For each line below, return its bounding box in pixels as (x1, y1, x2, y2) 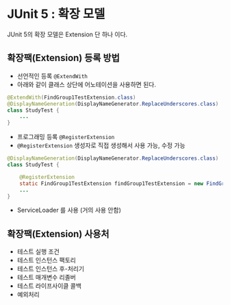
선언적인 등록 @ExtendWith (16, 71, 88, 80)
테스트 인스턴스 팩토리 (16, 256, 77, 265)
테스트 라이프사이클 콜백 (16, 282, 82, 290)
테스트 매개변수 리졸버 (16, 273, 77, 282)
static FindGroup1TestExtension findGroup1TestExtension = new (19, 180, 204, 187)
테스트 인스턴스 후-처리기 (16, 265, 84, 273)
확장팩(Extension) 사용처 (7, 228, 110, 240)
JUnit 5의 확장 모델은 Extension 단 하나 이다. (7, 30, 128, 38)
